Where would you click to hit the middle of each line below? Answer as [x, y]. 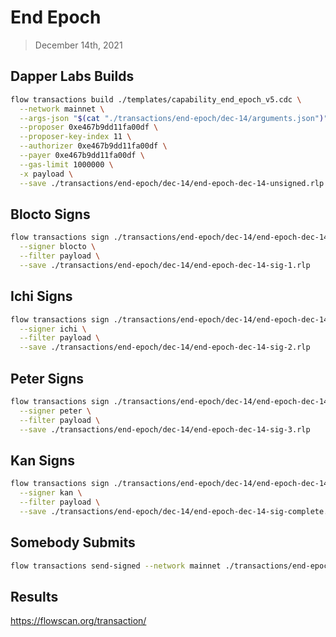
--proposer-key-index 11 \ [75, 137]
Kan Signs [42, 460]
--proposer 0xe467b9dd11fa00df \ [89, 127]
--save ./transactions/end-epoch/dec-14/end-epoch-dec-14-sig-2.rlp [165, 347]
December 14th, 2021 [78, 45]
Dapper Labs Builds [72, 76]
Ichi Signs [41, 296]
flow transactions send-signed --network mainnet [116, 566]
